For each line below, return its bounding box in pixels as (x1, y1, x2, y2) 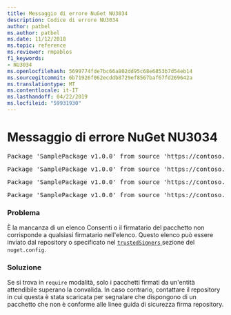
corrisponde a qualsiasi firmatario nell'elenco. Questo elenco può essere (7, 231, 214, 239)
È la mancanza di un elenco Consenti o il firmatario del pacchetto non (7, 223, 205, 232)
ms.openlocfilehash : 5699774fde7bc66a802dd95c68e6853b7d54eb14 (7, 68, 193, 74)
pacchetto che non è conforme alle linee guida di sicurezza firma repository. (7, 301, 224, 309)
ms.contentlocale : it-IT (7, 87, 79, 94)
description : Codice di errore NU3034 (7, 17, 119, 23)
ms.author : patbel (7, 29, 60, 37)
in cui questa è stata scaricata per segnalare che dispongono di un (7, 293, 197, 301)
